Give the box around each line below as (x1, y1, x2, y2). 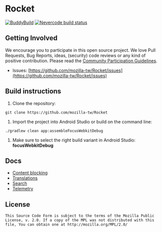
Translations (12, 175, 38, 181)
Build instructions (5, 87, 61, 96)
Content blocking (12, 170, 48, 176)
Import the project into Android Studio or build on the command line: (12, 118, 153, 124)
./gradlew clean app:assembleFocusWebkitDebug (5, 128, 103, 133)
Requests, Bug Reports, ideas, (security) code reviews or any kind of (5, 52, 146, 58)
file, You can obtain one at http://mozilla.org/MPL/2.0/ (5, 222, 128, 227)
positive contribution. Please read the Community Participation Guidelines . (5, 58, 158, 64)
